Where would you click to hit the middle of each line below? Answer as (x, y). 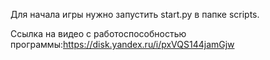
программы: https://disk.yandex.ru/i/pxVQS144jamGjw (122, 44)
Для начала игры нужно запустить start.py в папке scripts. (135, 14)
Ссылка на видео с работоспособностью (98, 33)
